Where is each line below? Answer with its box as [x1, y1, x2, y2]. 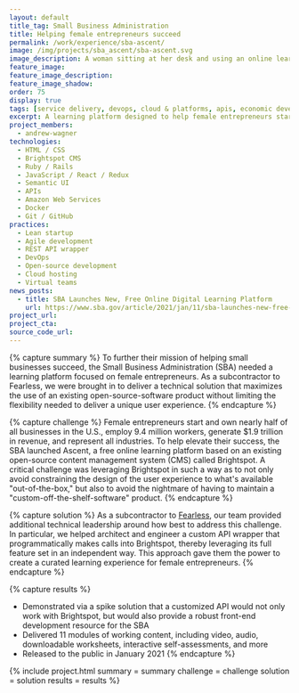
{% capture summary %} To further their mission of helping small [9, 352, 249, 363]
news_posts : [9, 286, 53, 295]
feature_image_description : [9, 71, 114, 80]
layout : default [9, 12, 69, 22]
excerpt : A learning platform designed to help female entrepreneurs [9, 112, 273, 121]
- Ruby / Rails [17, 162, 74, 171]
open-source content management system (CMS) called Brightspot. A [9, 454, 266, 465]
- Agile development [17, 237, 93, 246]
